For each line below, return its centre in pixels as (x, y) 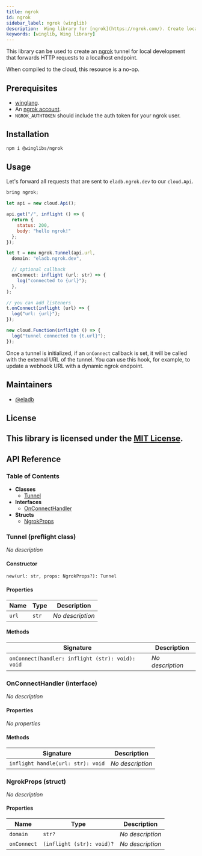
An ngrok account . (38, 109)
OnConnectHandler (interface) (52, 683)
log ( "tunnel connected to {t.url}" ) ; (59, 336)
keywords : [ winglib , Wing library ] (51, 34)
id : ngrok (19, 17)
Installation (28, 134)
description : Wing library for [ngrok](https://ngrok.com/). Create (95, 29)
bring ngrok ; (23, 192)
